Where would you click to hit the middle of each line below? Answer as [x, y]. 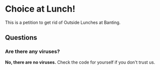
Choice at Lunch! [40, 9]
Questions [21, 38]
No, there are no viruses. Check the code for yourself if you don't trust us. [80, 62]
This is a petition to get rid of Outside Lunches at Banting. [63, 22]
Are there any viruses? [32, 52]
